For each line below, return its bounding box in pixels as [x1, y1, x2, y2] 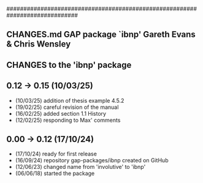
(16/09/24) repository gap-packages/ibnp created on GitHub [15, 157, 169, 164]
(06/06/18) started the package [15, 170, 95, 177]
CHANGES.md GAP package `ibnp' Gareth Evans [6, 29, 196, 40]
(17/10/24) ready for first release [15, 150, 97, 158]
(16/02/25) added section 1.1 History [15, 110, 106, 117]
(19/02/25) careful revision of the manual [15, 103, 119, 111]
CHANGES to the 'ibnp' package [6, 59, 132, 70]
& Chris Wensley [6, 39, 71, 50]
